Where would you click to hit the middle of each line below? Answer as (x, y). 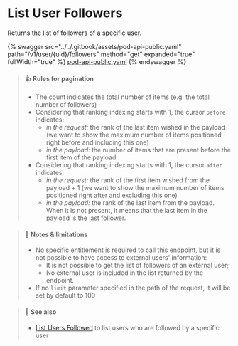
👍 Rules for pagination (59, 78)
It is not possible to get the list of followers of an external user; (137, 266)
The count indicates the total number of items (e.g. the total (122, 97)
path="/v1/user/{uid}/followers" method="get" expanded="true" (101, 54)
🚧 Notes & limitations (56, 234)
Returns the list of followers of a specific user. (75, 33)
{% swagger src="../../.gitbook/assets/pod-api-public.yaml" (94, 46)
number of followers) (66, 105)
